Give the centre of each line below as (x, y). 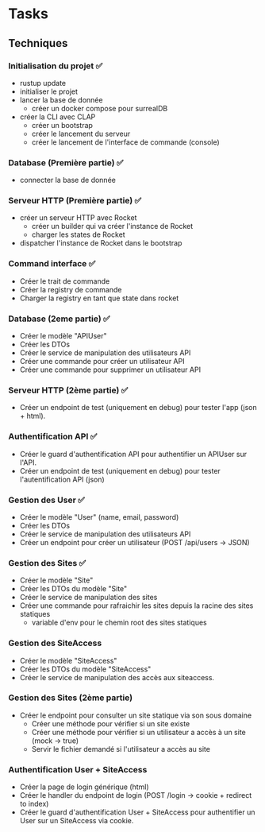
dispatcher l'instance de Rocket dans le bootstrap (101, 243)
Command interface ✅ (52, 264)
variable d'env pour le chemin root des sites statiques (119, 623)
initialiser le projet (48, 91)
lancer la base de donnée (61, 99)
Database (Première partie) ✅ (66, 162)
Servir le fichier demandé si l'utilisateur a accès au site (121, 749)
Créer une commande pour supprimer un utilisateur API (110, 370)
